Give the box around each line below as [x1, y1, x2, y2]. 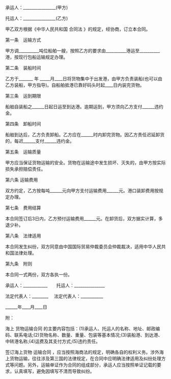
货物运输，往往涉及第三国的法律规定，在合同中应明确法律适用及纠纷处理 [9, 356, 161, 361]
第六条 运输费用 [5, 177, 38, 183]
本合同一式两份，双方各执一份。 [5, 272, 72, 277]
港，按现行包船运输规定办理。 [5, 54, 68, 60]
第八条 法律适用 [5, 233, 41, 239]
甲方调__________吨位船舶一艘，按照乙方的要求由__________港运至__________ [5, 48, 160, 53]
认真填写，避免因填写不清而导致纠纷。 [14, 368, 95, 374]
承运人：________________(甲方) [5, 5, 68, 10]
